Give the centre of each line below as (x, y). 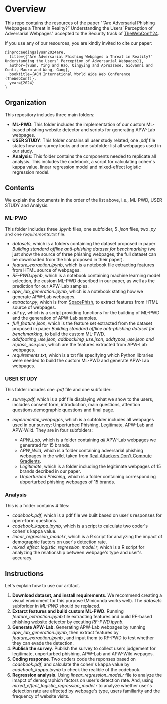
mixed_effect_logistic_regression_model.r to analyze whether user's (82, 686)
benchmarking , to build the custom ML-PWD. (59, 334)
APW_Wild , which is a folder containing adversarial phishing (81, 451)
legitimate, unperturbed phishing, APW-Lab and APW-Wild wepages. (83, 654)
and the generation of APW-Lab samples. (55, 318)
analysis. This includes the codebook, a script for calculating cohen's (83, 161)
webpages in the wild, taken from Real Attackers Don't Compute (86, 456)
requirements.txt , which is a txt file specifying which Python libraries (83, 355)
